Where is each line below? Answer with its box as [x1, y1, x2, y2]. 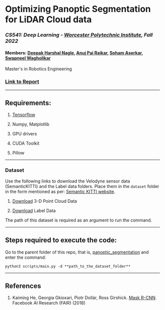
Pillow [12, 150, 25, 156]
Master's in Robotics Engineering [5, 66, 72, 72]
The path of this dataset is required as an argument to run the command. [5, 217, 152, 223]
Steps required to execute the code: [5, 236, 117, 245]
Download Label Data [12, 208, 56, 214]
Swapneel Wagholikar [5, 55, 51, 61]
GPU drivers [12, 131, 37, 137]
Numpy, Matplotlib [12, 122, 50, 127]
